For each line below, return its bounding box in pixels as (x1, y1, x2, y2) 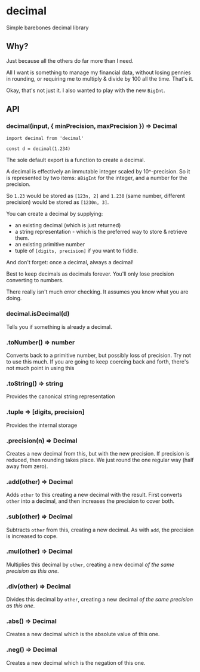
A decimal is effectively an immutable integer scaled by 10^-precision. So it (6, 168, 190, 175)
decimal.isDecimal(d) (6, 310, 70, 318)
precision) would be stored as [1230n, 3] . (6, 198, 109, 206)
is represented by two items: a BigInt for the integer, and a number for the (6, 175, 187, 182)
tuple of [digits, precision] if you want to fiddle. (14, 247, 139, 255)
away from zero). (6, 462, 48, 470)
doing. (6, 295, 22, 302)
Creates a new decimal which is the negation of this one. (6, 659, 146, 666)
